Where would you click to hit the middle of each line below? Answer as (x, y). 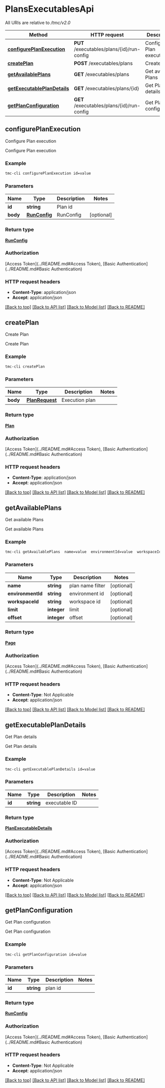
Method (39, 34)
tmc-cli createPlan (25, 367)
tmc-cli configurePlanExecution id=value (48, 173)
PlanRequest (41, 400)
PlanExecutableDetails (29, 828)
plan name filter (87, 585)
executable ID (61, 802)
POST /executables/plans (103, 63)
